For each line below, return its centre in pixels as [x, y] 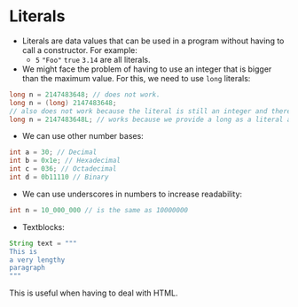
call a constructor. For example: [79, 50]
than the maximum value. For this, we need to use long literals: [136, 78]
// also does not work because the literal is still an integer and [138, 111]
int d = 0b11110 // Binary [59, 177]
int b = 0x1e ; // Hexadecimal [65, 161]
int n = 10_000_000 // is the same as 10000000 [99, 210]
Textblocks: [43, 226]
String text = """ [43, 243]
